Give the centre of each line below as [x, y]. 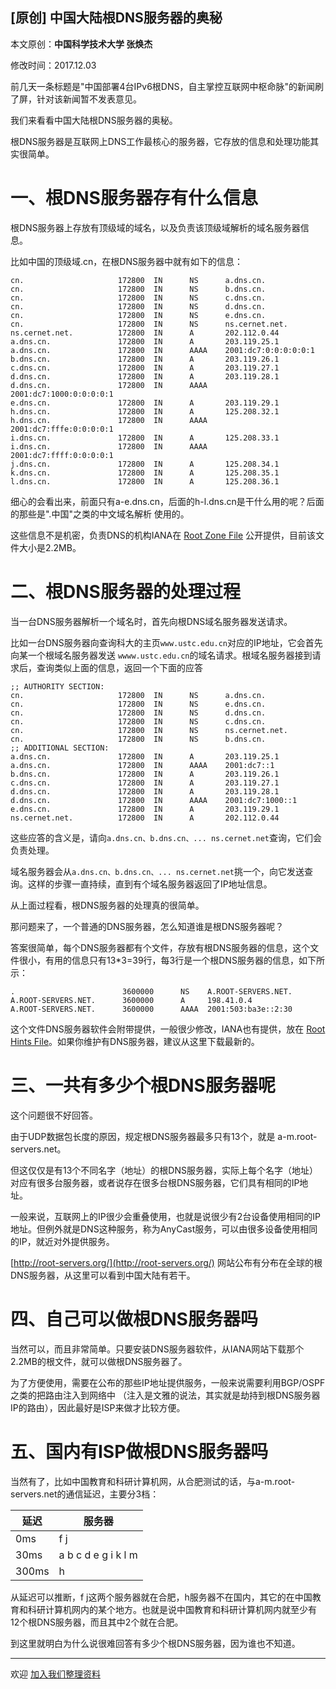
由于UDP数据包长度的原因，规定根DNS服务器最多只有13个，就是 [143, 1136]
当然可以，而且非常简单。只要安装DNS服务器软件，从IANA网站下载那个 [157, 1349]
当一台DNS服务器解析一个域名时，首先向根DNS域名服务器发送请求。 [151, 621]
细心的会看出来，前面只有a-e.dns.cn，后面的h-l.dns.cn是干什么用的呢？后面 [167, 501]
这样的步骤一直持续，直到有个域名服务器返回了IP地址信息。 [150, 884]
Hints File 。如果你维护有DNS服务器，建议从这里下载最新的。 [135, 1041]
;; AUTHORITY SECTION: [57, 686]
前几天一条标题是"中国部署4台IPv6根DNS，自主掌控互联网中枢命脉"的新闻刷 [167, 86]
